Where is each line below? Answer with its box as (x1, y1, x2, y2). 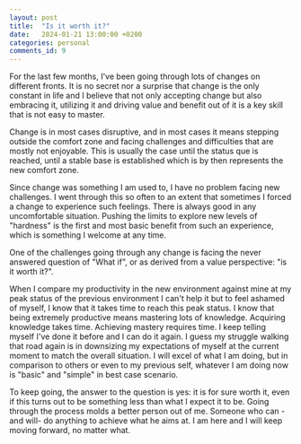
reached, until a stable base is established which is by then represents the (9, 155, 284, 166)
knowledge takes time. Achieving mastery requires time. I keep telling (9, 322, 267, 333)
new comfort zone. (9, 165, 79, 176)
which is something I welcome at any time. (9, 230, 167, 240)
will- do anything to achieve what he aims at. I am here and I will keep (25, 415, 283, 426)
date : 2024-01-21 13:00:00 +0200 (9, 30, 143, 39)
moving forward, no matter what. (9, 425, 131, 436)
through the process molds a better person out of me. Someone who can (9, 405, 280, 417)
